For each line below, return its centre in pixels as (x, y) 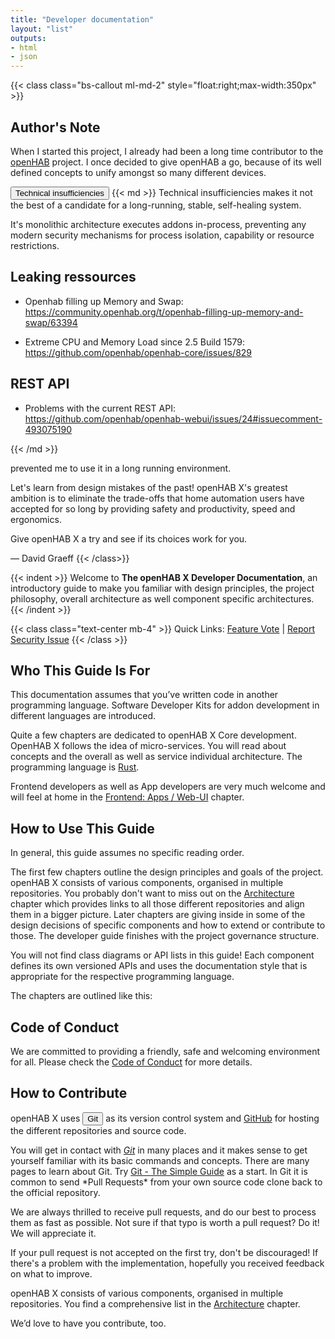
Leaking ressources (73, 277)
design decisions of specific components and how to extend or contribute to (168, 925)
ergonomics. (36, 519)
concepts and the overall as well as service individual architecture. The (156, 757)
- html (24, 47)
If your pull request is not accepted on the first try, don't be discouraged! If (164, 1252)
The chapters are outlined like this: (81, 996)
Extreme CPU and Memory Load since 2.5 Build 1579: (135, 342)
